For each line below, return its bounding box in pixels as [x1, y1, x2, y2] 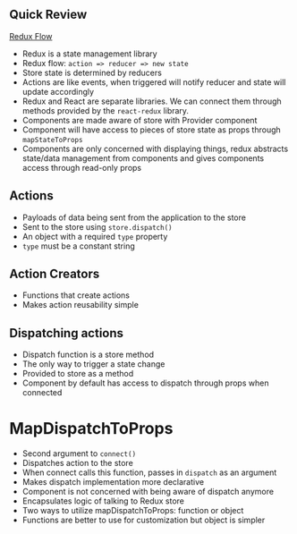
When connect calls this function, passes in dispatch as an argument [21, 467, 277, 478]
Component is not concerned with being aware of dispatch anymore [21, 487, 275, 497]
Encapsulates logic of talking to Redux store [21, 496, 185, 506]
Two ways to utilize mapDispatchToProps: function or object [21, 505, 244, 516]
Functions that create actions [21, 290, 130, 301]
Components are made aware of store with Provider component [21, 114, 258, 125]
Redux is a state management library [21, 48, 158, 59]
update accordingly [21, 86, 95, 97]
